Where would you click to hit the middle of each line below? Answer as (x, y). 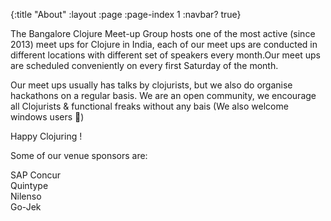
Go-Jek (26, 207)
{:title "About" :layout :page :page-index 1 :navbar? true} (126, 14)
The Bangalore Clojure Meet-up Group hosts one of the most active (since (163, 33)
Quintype (29, 185)
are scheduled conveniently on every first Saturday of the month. (144, 65)
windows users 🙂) (47, 117)
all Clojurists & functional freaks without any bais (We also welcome (149, 106)
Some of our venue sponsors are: (79, 155)
